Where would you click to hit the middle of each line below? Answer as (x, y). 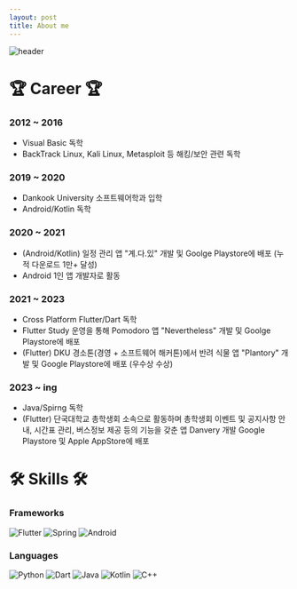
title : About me (39, 26)
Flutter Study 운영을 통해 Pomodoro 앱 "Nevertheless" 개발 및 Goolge (146, 330)
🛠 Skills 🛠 (49, 479)
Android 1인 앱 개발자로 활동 (71, 275)
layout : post (33, 17)
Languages (34, 555)
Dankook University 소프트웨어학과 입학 (92, 198)
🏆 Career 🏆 (56, 88)
